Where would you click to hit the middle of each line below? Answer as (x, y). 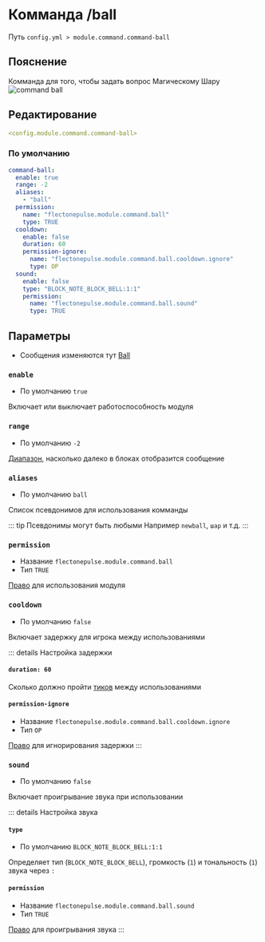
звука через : (32, 871)
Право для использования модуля (67, 585)
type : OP (44, 267)
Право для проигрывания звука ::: (67, 929)
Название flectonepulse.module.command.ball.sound (107, 905)
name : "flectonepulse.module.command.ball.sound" (113, 304)
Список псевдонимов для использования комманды (98, 509)
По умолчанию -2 (50, 443)
